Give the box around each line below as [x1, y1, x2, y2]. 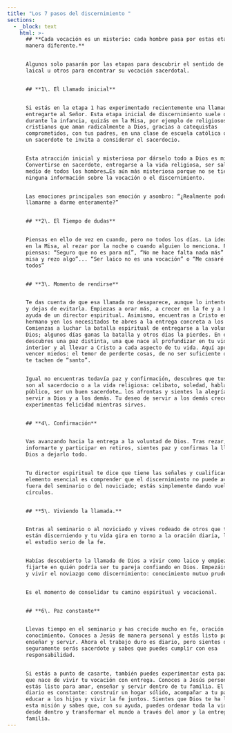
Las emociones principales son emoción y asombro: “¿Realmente [25, 193, 212, 200]
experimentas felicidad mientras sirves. [25, 401, 147, 408]
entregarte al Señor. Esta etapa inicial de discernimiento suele [25, 111, 221, 118]
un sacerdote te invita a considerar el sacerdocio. [25, 136, 181, 144]
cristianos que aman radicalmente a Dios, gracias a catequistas [25, 124, 217, 131]
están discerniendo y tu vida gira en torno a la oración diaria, [25, 532, 221, 539]
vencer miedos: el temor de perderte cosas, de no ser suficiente [25, 351, 221, 358]
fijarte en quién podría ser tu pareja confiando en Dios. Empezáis [25, 564, 227, 570]
